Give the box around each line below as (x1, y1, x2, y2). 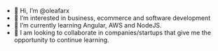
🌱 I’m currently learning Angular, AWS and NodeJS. (13, 21, 163, 29)
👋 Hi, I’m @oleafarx (13, 7, 70, 14)
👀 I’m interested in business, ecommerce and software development (13, 14, 211, 22)
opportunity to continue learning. (13, 36, 110, 44)
